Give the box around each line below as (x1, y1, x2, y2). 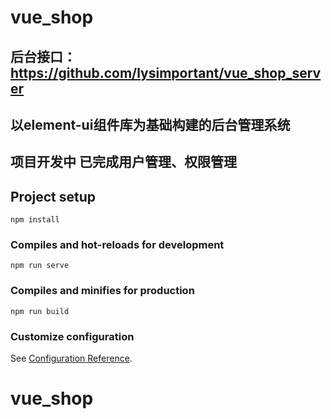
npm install (10, 215, 60, 225)
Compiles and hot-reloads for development (10, 238, 225, 252)
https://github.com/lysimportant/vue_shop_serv (10, 64, 322, 81)
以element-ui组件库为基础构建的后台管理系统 (10, 116, 291, 133)
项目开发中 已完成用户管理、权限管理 (10, 154, 237, 171)
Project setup (10, 188, 97, 205)
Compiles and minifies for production (10, 284, 195, 298)
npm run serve (10, 261, 70, 271)
